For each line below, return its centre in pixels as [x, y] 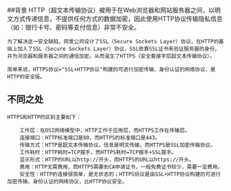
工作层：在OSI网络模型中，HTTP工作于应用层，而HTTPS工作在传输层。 [105, 130]
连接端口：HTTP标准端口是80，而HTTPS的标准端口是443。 [90, 137]
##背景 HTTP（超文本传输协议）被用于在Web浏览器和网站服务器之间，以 [111, 10]
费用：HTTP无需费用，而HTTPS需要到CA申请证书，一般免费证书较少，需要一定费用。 [121, 167]
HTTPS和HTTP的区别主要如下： [44, 117]
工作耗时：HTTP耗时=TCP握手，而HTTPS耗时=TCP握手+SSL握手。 [98, 152]
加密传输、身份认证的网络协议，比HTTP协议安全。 [67, 181]
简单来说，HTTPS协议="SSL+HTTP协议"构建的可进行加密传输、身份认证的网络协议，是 [111, 69]
